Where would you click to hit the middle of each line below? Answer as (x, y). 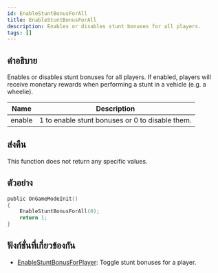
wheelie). (20, 92)
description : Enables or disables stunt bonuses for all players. (104, 26)
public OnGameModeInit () (43, 199)
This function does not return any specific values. (77, 161)
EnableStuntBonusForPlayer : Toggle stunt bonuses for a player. (107, 262)
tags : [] (20, 33)
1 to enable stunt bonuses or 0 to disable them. (115, 120)
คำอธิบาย (22, 60)
